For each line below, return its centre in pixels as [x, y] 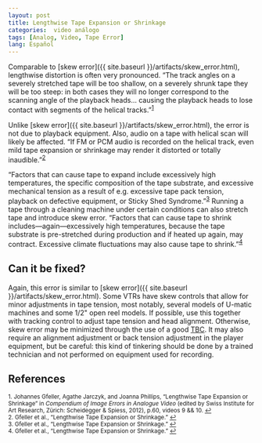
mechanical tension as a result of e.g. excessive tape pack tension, [116, 191]
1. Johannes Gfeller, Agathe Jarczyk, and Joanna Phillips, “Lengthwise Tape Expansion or [128, 397]
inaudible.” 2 [27, 159]
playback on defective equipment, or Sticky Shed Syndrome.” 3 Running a [126, 201]
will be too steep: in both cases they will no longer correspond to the [118, 92]
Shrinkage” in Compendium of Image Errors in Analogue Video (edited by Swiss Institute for [131, 404]
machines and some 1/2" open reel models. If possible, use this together [124, 312]
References [37, 378]
